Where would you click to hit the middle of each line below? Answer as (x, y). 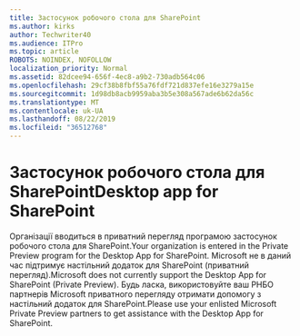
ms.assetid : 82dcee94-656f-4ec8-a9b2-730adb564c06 (107, 77)
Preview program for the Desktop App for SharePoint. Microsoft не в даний (150, 255)
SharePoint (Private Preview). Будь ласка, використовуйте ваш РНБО (142, 284)
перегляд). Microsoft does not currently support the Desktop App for (138, 274)
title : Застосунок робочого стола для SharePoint (105, 18)
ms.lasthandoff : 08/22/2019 (63, 119)
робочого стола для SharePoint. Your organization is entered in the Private (149, 245)
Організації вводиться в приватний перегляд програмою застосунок (143, 236)
